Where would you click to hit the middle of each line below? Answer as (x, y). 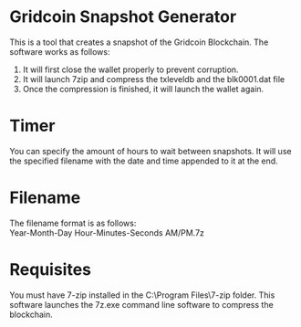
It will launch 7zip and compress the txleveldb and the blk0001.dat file (154, 79)
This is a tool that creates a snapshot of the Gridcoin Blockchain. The (139, 42)
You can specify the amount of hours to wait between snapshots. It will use (150, 151)
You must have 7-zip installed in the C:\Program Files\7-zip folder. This (142, 295)
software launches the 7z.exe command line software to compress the (141, 304)
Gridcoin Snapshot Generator (123, 17)
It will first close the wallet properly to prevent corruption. (130, 69)
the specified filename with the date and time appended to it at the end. (144, 161)
